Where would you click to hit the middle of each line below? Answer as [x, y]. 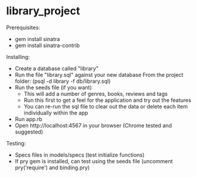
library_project [43, 11]
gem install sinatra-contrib [47, 45]
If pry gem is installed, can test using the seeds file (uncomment [94, 161]
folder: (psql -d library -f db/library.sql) [63, 81]
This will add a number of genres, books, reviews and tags [96, 94]
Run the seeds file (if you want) [53, 87]
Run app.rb [29, 119]
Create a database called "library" [56, 68]
